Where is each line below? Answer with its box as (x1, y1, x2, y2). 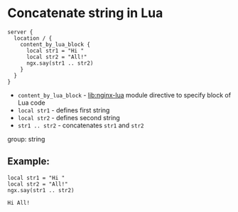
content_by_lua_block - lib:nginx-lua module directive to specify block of (17, 90, 232, 99)
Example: (7, 155, 50, 168)
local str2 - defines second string (17, 113, 121, 122)
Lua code (17, 98, 45, 107)
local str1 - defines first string (17, 105, 110, 115)
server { (7, 28, 33, 36)
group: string (7, 134, 45, 143)
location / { (13, 34, 53, 42)
